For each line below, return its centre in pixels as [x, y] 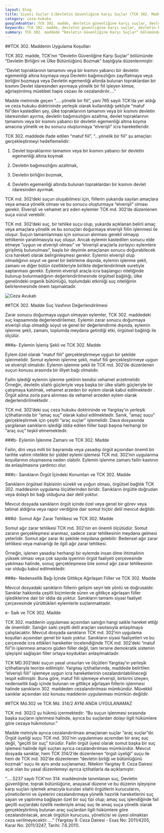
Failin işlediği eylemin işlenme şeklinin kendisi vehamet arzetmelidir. [73, 380]
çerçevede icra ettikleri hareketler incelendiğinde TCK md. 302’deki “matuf [80, 643]
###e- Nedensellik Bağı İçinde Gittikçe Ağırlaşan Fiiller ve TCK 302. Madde [81, 578]
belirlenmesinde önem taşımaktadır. [41, 286]
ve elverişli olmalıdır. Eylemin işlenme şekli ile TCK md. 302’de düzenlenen [80, 365]
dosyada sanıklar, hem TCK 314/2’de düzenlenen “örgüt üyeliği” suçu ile [77, 754]
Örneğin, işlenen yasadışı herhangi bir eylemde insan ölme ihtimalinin [74, 553]
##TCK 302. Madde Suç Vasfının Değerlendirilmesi [56, 305]
